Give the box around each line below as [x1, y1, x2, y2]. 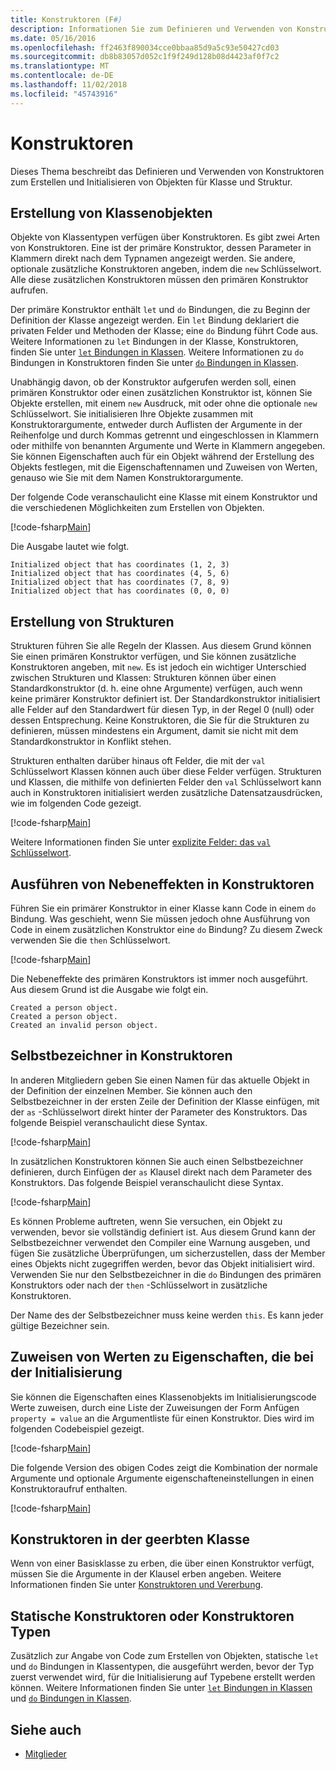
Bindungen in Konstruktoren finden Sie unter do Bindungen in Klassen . [10, 357, 299, 369]
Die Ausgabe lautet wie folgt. [10, 541, 130, 553]
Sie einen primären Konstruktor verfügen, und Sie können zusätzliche [10, 651, 297, 663]
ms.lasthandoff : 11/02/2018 [10, 80, 128, 90]
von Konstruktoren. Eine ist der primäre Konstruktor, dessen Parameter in [10, 242, 312, 254]
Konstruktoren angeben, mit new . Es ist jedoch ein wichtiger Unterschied [10, 661, 307, 673]
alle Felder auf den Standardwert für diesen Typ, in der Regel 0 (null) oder [10, 704, 315, 716]
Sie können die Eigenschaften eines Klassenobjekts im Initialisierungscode [10, 1391, 317, 1403]
